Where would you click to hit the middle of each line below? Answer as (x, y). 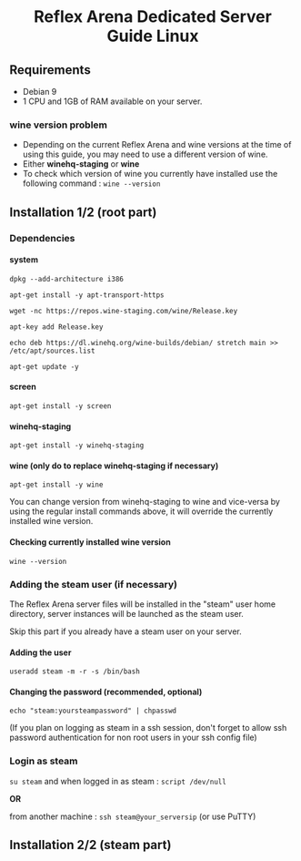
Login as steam (44, 761)
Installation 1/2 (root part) (83, 212)
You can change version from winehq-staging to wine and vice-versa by (145, 502)
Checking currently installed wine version (90, 542)
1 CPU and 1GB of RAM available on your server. (112, 101)
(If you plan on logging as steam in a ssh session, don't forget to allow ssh (148, 728)
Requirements (50, 70)
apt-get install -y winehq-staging (77, 446)
